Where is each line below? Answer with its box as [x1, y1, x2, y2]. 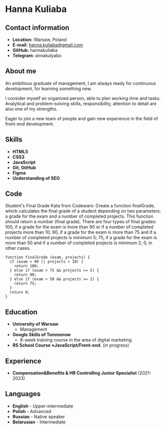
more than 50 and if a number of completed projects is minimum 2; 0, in [5, 240, 153, 246]
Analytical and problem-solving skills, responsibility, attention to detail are [5, 100, 157, 106]
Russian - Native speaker [12, 414, 65, 420]
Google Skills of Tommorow [12, 332, 71, 338]
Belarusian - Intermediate [12, 419, 66, 425]
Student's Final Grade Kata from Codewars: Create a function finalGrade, [5, 203, 156, 209]
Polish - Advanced [12, 408, 51, 414]
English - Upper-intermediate [12, 403, 73, 409]
